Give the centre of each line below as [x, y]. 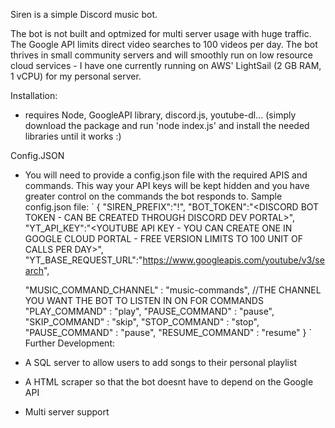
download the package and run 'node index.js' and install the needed [167, 125]
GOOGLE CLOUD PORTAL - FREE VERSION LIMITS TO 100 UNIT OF [163, 238]
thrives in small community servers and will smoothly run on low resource [162, 55]
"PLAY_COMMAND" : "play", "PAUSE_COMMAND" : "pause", [149, 311]
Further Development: [70, 343]
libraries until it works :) [73, 136]
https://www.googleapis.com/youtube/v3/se [233, 260]
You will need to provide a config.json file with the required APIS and [166, 175]
